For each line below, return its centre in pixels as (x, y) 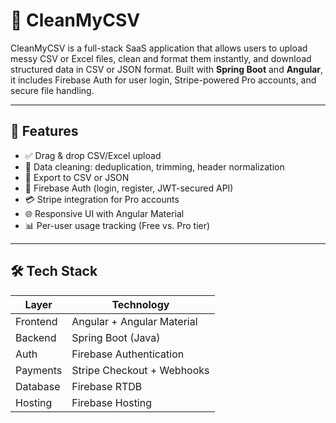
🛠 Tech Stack (54, 271)
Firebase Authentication (128, 354)
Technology (140, 304)
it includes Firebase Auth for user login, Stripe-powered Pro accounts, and (163, 80)
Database (38, 386)
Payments (39, 370)
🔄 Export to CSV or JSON (77, 177)
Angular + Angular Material (134, 321)
